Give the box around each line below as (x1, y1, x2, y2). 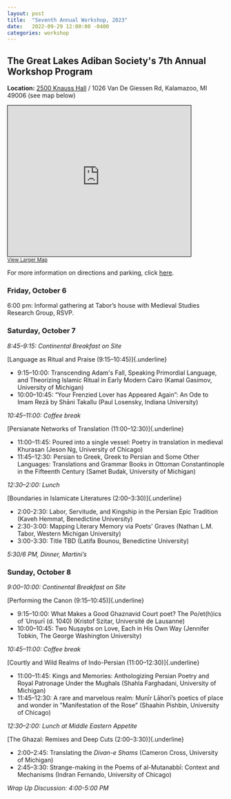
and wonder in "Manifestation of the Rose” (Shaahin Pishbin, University (17, 701, 219, 709)
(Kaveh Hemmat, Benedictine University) (17, 515, 133, 523)
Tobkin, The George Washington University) (17, 631, 142, 640)
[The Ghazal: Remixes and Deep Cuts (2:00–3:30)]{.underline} (7, 735, 184, 743)
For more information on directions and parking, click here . (7, 268, 174, 277)
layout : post (7, 10, 45, 17)
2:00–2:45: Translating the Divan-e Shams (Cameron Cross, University (17, 748, 219, 756)
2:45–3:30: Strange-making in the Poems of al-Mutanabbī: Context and (17, 763, 220, 771)
